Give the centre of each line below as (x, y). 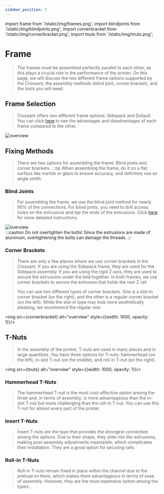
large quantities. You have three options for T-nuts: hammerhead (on (86, 354)
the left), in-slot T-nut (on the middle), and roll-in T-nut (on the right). (86, 360)
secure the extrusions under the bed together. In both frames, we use (87, 277)
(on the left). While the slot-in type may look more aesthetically (81, 302)
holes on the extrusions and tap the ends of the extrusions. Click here (87, 212)
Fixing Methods (29, 151)
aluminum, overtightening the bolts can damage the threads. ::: (69, 238)
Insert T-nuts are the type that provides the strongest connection (82, 432)
